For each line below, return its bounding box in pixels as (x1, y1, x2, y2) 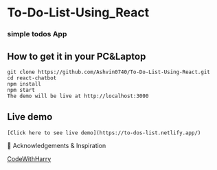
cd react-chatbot (7, 74, 57, 82)
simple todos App (7, 29, 67, 39)
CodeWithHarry (7, 154, 52, 162)
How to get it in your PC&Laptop (7, 50, 146, 62)
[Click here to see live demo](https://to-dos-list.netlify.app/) (7, 129, 201, 136)
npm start (7, 86, 36, 93)
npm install (7, 80, 41, 87)
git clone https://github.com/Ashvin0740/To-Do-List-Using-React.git (7, 69, 211, 75)
